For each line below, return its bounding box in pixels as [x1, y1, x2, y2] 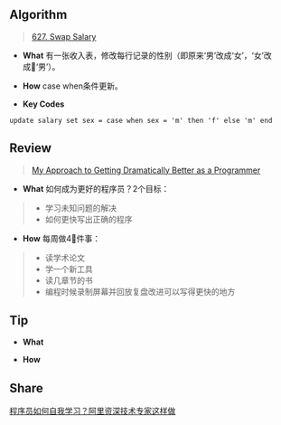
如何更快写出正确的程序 [44, 213, 133, 224]
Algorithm [9, 7, 68, 23]
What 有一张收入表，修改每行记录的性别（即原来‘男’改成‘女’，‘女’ [22, 50, 265, 61]
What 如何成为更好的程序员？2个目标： [22, 183, 170, 194]
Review [9, 140, 52, 156]
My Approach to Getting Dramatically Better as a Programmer [31, 165, 261, 175]
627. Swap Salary [31, 31, 97, 42]
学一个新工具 [44, 263, 93, 274]
